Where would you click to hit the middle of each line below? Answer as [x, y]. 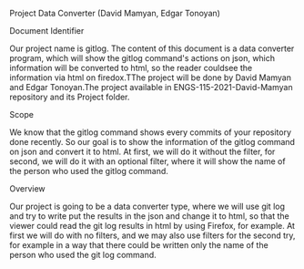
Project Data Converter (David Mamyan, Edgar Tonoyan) [115, 13]
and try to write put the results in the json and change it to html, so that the [149, 216]
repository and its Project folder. [70, 97]
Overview [27, 189]
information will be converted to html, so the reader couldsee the [131, 68]
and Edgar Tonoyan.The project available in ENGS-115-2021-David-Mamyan [151, 87]
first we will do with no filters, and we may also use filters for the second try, [152, 235]
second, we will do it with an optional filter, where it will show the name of [147, 161]
